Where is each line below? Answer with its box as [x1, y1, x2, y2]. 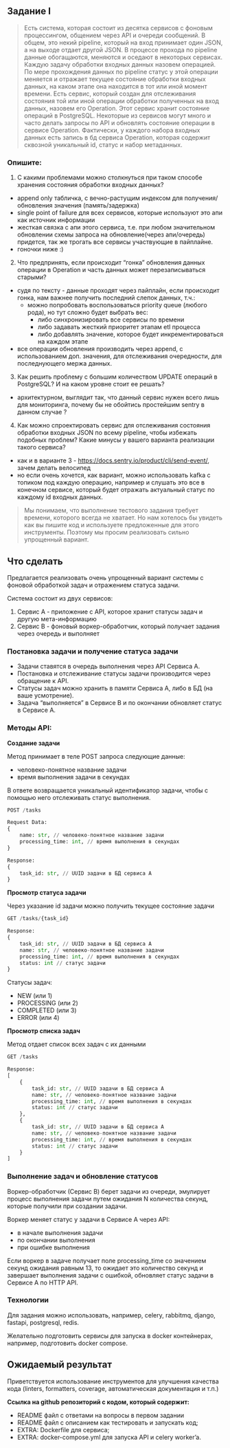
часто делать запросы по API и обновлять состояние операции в [23, 118, 215, 126]
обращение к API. [16, 677, 69, 685]
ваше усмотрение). [16, 691, 74, 700]
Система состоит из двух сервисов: [7, 594, 113, 602]
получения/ [184, 194, 218, 202]
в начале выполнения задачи [16, 1228, 103, 1236]
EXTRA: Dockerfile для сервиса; [16, 1425, 110, 1434]
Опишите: [7, 157, 43, 167]
